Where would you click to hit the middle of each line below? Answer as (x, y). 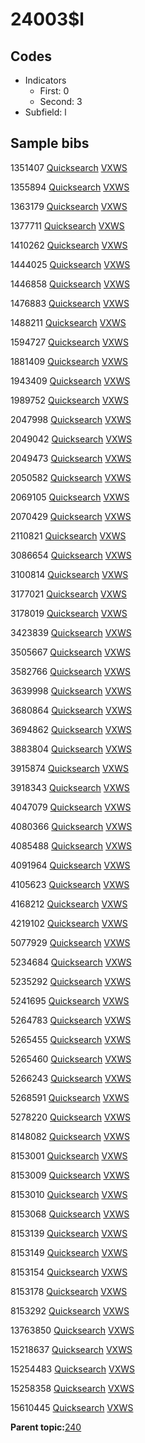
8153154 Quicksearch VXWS (69, 1272)
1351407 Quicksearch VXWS (69, 167)
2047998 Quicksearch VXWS (71, 419)
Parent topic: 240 (46, 1427)
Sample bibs (50, 143)
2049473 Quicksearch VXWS (71, 458)
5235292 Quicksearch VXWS (71, 981)
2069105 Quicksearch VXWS (70, 497)
